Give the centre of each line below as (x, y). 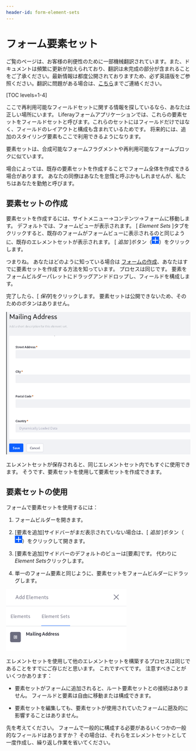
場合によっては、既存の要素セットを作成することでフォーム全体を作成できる (98, 168)
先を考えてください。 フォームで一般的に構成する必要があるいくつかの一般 (96, 728)
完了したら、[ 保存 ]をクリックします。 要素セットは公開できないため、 (91, 296)
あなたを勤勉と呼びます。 (47, 183)
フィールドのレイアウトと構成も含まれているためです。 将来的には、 (99, 129)
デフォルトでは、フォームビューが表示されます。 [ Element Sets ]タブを (103, 226)
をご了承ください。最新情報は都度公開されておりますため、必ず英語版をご (96, 76)
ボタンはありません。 (47, 303)
